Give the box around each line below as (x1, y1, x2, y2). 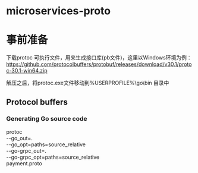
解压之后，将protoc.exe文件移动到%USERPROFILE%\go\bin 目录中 (6, 79, 169, 87)
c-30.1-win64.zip (6, 67, 48, 74)
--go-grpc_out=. (6, 147, 46, 154)
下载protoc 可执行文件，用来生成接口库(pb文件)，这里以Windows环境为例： (6, 54, 192, 61)
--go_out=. (6, 134, 33, 141)
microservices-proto (6, 4, 111, 18)
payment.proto (6, 159, 43, 167)
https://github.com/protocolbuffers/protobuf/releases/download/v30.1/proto (6, 61, 192, 68)
